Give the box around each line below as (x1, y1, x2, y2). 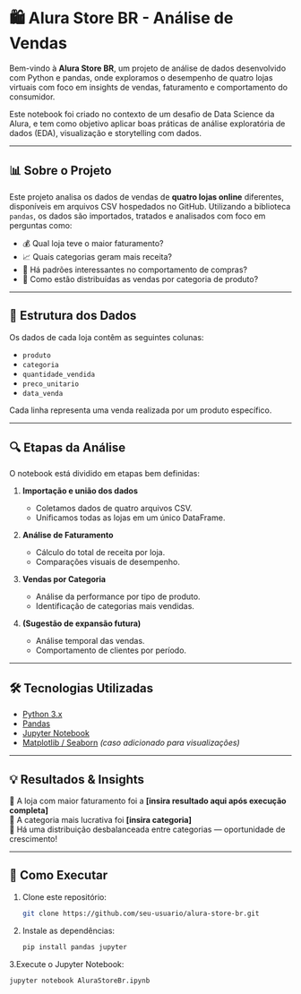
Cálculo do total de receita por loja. (35, 547, 166, 558)
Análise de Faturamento (21, 530, 114, 541)
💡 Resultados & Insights (9, 772, 145, 787)
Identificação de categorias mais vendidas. (35, 601, 195, 612)
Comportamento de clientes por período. (35, 645, 186, 656)
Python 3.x (21, 709, 63, 720)
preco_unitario (21, 379, 80, 389)
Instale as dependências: (21, 925, 115, 936)
